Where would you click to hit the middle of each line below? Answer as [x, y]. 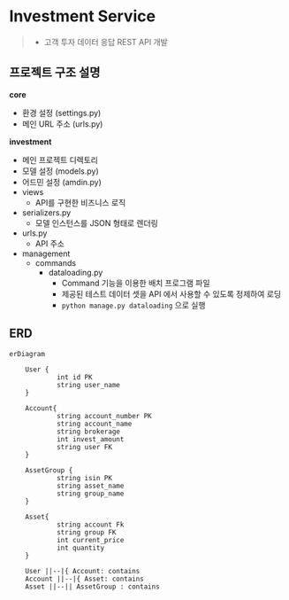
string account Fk [90, 525]
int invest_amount [90, 439]
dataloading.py [76, 272]
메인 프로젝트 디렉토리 [60, 160]
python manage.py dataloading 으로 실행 [133, 305]
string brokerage [88, 432]
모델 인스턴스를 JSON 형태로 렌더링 [97, 222]
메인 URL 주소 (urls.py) [62, 124]
